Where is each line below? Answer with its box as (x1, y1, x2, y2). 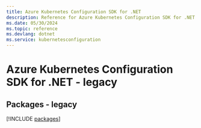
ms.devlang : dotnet (6, 31, 55, 37)
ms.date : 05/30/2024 (6, 20, 58, 26)
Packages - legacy (6, 99, 77, 109)
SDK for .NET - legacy (6, 76, 117, 89)
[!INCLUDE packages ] (6, 115, 61, 122)
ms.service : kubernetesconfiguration (6, 37, 101, 43)
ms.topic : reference (6, 25, 58, 32)
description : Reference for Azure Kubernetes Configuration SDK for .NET (6, 14, 196, 20)
